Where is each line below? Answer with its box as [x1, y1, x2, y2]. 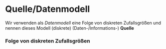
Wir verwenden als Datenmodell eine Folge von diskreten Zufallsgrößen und [5, 20, 161, 26]
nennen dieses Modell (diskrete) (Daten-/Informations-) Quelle [5, 25, 135, 31]
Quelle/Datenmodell [5, 3, 90, 15]
